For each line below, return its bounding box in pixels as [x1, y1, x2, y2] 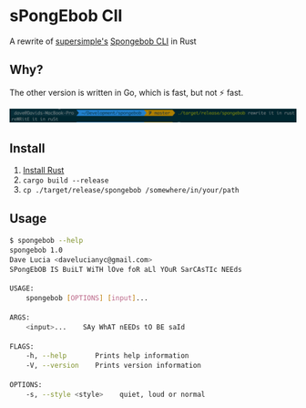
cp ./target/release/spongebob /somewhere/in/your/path [22, 186, 240, 195]
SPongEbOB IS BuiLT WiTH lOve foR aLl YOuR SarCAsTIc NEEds [9, 265, 243, 274]
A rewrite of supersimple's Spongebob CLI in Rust [9, 36, 198, 47]
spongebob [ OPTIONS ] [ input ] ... [25, 294, 148, 303]
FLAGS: [9, 341, 35, 351]
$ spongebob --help [9, 235, 84, 245]
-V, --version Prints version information [25, 361, 202, 371]
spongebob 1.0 [9, 246, 64, 255]
